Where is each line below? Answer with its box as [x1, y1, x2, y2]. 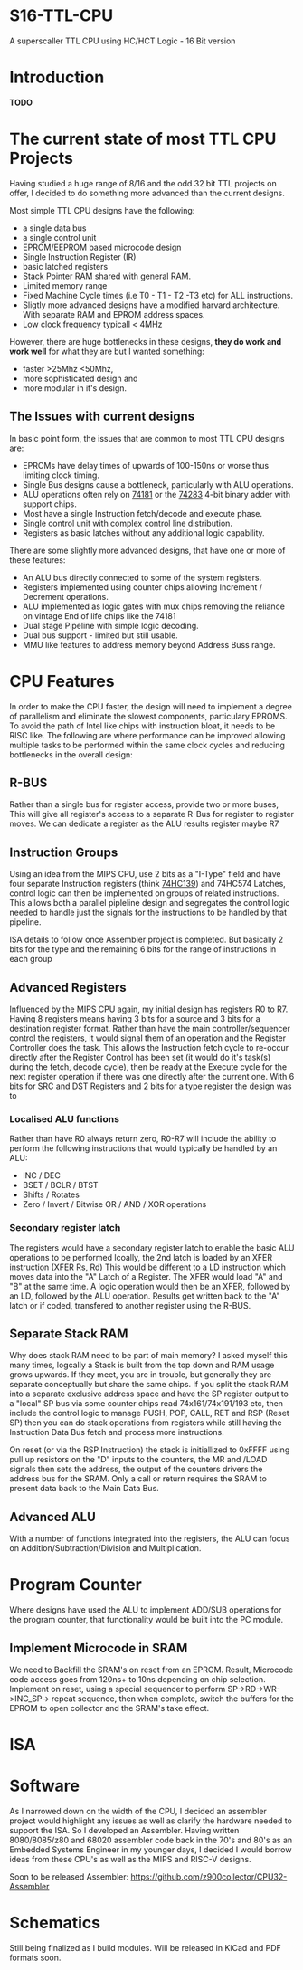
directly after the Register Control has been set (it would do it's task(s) [9, 1052, 271, 1062]
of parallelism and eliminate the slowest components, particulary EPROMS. [9, 710, 288, 721]
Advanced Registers [9, 979, 127, 995]
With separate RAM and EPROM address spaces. [22, 309, 205, 319]
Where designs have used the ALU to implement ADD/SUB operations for [9, 1604, 282, 1615]
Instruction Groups [9, 844, 118, 860]
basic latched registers [22, 261, 109, 271]
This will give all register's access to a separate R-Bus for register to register [9, 809, 295, 820]
